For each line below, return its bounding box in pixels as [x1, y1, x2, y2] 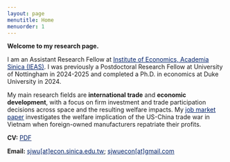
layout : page [7, 10, 45, 17]
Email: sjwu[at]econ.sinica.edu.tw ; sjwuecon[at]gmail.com [7, 147, 175, 156]
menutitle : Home [7, 17, 54, 24]
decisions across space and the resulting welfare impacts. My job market [7, 105, 216, 114]
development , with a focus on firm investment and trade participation [7, 98, 206, 107]
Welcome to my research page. [7, 42, 99, 51]
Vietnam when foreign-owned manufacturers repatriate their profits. [7, 120, 202, 129]
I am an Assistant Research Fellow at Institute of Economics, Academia [7, 55, 209, 64]
